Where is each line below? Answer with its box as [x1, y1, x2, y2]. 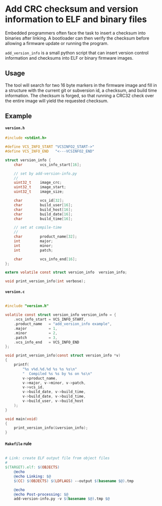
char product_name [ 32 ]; [14, 234, 77, 239]
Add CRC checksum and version [5, 3, 139, 15]
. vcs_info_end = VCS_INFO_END [14, 340, 79, 345]
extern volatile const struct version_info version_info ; [5, 270, 127, 275]
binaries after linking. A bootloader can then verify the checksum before [5, 35, 150, 41]
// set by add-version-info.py [14, 171, 77, 176]
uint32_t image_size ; [14, 189, 64, 194]
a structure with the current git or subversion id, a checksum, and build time [5, 87, 157, 93]
